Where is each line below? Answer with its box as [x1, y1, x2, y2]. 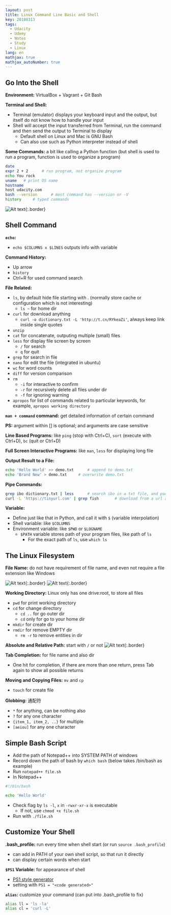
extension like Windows [5, 570, 55, 576]
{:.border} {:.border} [25, 580, 88, 586]
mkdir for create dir [12, 622, 53, 628]
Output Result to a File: [5, 457, 55, 463]
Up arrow [12, 264, 33, 270]
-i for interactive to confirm [20, 381, 79, 387]
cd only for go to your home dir [20, 616, 85, 622]
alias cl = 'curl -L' [5, 906, 51, 911]
